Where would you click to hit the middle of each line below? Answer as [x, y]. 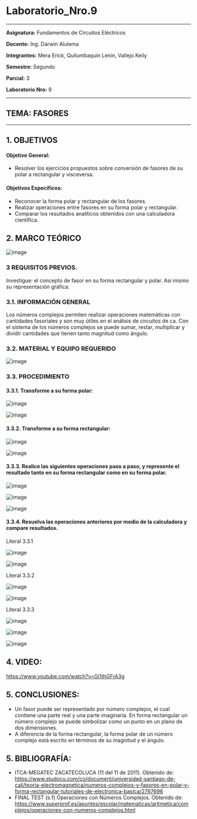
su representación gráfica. [38, 287]
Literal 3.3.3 [20, 609]
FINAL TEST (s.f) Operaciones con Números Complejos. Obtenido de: [99, 798]
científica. [27, 220]
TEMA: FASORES [38, 114]
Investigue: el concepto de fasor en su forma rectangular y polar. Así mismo [98, 280]
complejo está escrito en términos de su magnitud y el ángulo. [90, 740]
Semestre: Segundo [31, 66]
